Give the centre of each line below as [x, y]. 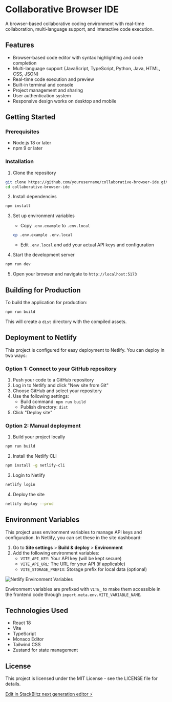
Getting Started [30, 117]
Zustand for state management [45, 650]
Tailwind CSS [27, 645]
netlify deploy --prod [29, 504]
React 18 [22, 623]
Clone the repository [34, 173]
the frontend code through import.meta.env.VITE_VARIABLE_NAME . [73, 594]
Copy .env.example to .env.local [55, 226]
